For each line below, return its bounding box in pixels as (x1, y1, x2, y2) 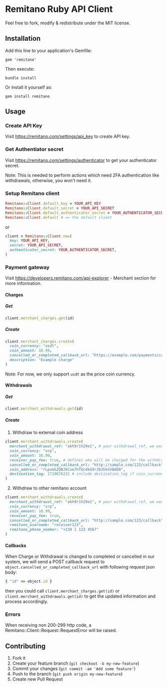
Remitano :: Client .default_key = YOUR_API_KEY (5, 201, 101, 206)
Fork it (12, 655, 26, 661)
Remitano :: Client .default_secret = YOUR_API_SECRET (5, 205, 114, 211)
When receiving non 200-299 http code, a (5, 622, 92, 628)
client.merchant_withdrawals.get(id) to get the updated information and (5, 593, 156, 600)
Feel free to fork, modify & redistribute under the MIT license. (5, 20, 131, 26)
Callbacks (5, 542, 26, 548)
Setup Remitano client (5, 190, 60, 197)
